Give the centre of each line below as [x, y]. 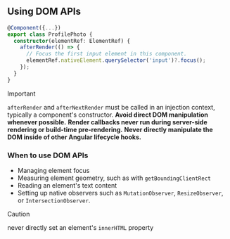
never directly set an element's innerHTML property [81, 227]
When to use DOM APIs [48, 155]
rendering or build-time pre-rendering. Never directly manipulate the [110, 129]
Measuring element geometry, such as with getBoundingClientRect [114, 178]
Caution [19, 214]
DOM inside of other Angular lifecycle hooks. [75, 137]
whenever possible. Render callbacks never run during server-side [107, 122]
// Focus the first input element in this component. [107, 54]
